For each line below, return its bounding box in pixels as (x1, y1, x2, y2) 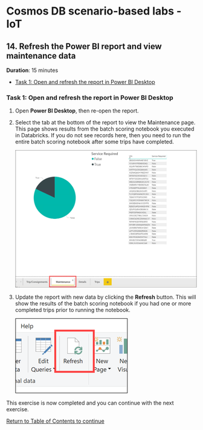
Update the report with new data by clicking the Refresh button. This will (14, 293, 196, 301)
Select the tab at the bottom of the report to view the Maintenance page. (14, 119, 196, 126)
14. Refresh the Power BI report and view (6, 41, 162, 51)
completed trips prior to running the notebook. (14, 306, 131, 313)
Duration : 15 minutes (6, 67, 59, 74)
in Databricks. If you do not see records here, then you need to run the (14, 132, 191, 139)
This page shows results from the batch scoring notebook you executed (14, 125, 195, 132)
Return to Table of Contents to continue (6, 417, 105, 425)
